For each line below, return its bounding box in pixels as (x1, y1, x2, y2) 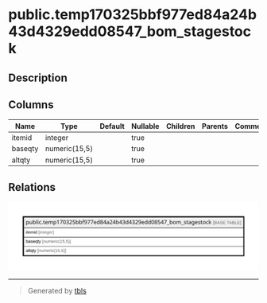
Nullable (130, 121, 160, 130)
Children (165, 121, 195, 130)
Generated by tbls (27, 286, 87, 296)
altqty (11, 155, 31, 165)
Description (8, 71, 68, 84)
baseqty (11, 144, 39, 153)
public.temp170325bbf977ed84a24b (8, 6, 257, 24)
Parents (201, 121, 229, 130)
